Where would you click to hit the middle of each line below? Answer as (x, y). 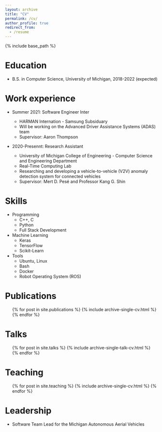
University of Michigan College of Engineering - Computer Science (86, 155)
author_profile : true (27, 23)
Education (26, 66)
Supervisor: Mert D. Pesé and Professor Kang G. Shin (72, 181)
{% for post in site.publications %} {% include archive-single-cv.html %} (84, 309)
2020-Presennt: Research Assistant (48, 146)
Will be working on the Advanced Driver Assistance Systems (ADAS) (88, 126)
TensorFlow (31, 245)
